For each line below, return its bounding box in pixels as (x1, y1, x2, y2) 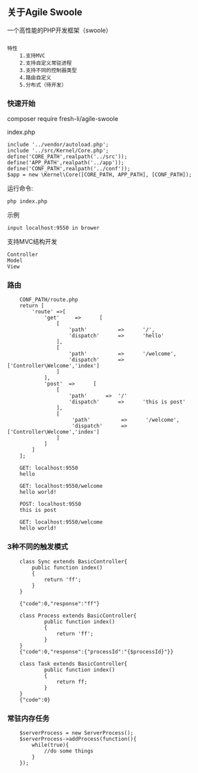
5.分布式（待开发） (19, 81, 67, 88)
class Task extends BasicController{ (19, 660, 128, 667)
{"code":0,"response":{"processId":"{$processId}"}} (19, 648, 174, 655)
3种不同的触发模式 (7, 542, 69, 552)
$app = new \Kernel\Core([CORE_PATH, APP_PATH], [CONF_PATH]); (7, 171, 192, 179)
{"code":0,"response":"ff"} (19, 600, 100, 607)
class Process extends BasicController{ (19, 612, 137, 619)
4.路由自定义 (19, 74, 52, 81)
